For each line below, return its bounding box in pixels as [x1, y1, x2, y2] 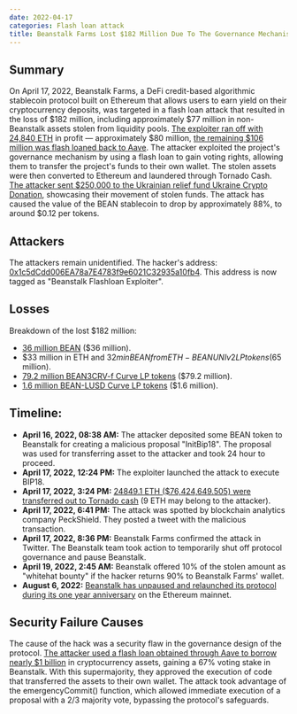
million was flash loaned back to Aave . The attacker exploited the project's [9, 143, 280, 153]
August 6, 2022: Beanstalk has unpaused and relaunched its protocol [21, 579, 277, 590]
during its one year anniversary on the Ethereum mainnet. [21, 589, 232, 600]
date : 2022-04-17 [9, 12, 73, 22]
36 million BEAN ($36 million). [21, 342, 132, 353]
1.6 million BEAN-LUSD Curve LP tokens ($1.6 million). [21, 380, 218, 391]
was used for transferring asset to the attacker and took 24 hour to [21, 448, 266, 459]
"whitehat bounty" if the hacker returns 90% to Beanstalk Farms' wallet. [21, 570, 285, 581]
